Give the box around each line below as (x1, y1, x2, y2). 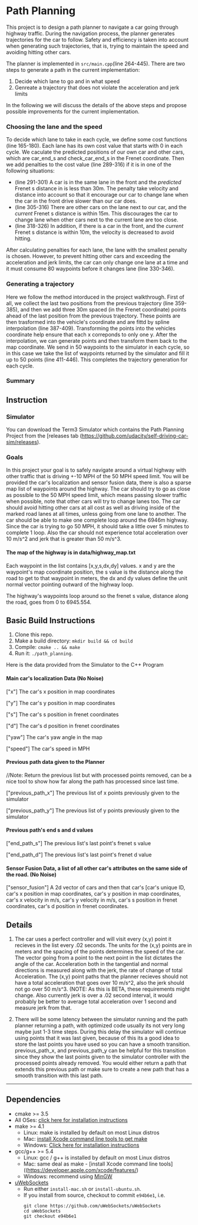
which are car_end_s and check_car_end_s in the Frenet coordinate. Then (6, 155, 184, 162)
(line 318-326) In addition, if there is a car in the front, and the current (14, 223, 184, 230)
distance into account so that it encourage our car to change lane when (14, 191, 189, 198)
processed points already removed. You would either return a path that (14, 1060, 187, 1067)
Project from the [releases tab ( (6, 432, 82, 439)
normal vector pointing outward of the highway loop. (6, 581, 134, 588)
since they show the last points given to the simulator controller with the (14, 1053, 190, 1061)
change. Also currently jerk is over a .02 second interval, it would (14, 992, 173, 999)
